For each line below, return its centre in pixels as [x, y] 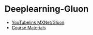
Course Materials [29, 27]
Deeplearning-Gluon [47, 9]
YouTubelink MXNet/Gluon [38, 22]
